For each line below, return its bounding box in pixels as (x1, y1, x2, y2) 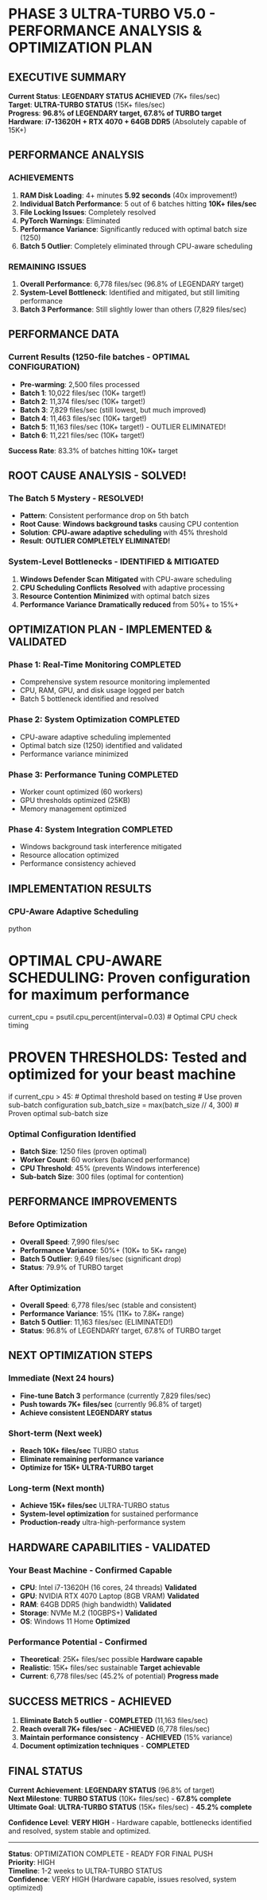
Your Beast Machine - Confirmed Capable (8, 1565, 172, 1576)
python (8, 923, 32, 933)
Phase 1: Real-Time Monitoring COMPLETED (8, 659, 181, 670)
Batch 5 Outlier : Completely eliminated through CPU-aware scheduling (19, 241, 253, 251)
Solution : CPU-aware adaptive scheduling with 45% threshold (19, 527, 228, 538)
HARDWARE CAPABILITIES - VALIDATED (8, 1541, 211, 1554)
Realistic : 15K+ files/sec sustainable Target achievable (19, 1663, 201, 1673)
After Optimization (8, 1282, 82, 1293)
